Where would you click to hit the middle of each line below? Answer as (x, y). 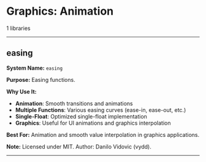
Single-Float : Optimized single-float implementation (81, 116)
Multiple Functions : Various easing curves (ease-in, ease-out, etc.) (101, 110)
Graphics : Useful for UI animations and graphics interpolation (93, 123)
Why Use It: (21, 91)
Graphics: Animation (60, 11)
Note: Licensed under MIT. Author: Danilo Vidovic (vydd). (79, 146)
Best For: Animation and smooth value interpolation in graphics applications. (103, 134)
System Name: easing (35, 68)
